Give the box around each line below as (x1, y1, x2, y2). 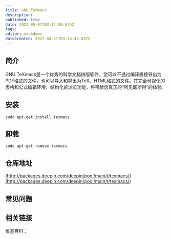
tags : (5, 27, 17, 32)
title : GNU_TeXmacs (5, 7, 47, 13)
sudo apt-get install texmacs (5, 114, 70, 120)
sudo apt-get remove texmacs (5, 143, 68, 149)
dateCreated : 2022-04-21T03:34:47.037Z (5, 36, 91, 42)
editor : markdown (5, 31, 42, 36)
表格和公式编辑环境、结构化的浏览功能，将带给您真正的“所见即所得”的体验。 (5, 84, 166, 90)
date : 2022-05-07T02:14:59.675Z (5, 22, 74, 27)
